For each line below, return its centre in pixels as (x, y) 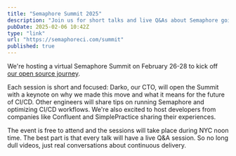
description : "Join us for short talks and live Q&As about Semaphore (113, 20)
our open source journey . (44, 73)
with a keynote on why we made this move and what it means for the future (116, 94)
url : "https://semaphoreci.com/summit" (66, 40)
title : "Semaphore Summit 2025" (54, 14)
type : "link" (26, 33)
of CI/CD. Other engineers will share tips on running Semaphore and (106, 102)
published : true (31, 46)
